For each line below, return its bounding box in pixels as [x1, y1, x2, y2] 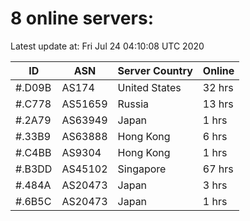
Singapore [117, 162, 167, 176]
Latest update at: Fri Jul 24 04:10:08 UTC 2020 [10, 40, 205, 52]
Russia [117, 97, 150, 111]
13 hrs [202, 97, 234, 111]
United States [117, 80, 182, 94]
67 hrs [202, 162, 234, 176]
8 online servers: [10, 7, 154, 30]
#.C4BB [15, 145, 52, 159]
